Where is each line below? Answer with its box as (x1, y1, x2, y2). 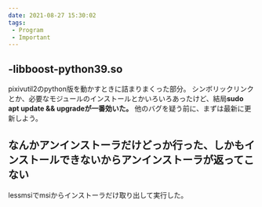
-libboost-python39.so (8, 62, 123, 75)
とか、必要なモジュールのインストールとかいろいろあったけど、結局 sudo (8, 94, 244, 103)
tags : (8, 19, 26, 27)
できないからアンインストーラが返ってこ (59, 154, 255, 167)
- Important (11, 33, 51, 42)
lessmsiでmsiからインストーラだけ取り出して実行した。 (8, 190, 188, 200)
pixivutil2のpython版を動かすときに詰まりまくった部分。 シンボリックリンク (8, 84, 254, 94)
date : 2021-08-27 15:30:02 (8, 11, 96, 20)
